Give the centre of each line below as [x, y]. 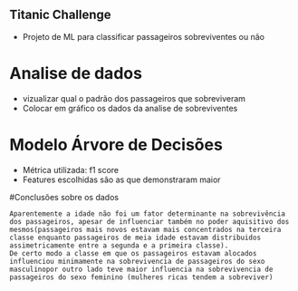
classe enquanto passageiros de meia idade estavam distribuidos [135, 238]
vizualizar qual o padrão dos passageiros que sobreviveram [134, 98]
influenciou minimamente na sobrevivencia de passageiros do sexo [137, 261]
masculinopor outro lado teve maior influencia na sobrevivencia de [141, 269]
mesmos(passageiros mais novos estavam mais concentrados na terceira [145, 229]
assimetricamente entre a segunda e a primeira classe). [119, 245]
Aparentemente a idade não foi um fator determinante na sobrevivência [147, 213]
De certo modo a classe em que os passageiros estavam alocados [133, 253]
